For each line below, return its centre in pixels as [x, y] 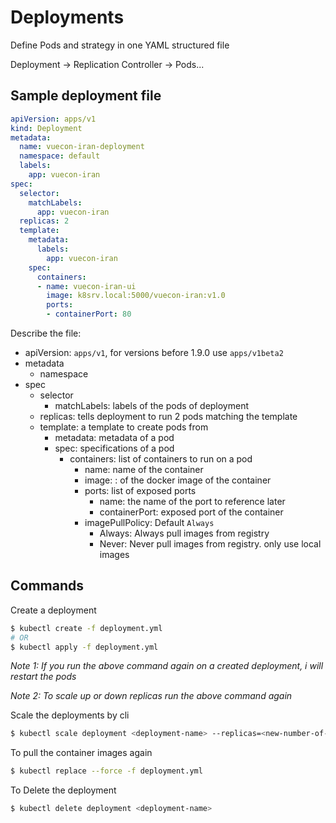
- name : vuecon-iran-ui [86, 286]
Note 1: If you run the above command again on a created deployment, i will [167, 666]
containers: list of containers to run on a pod [161, 459]
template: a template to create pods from [124, 427]
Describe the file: [46, 333]
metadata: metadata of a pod [114, 437]
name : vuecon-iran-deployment [82, 147]
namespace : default [60, 156]
